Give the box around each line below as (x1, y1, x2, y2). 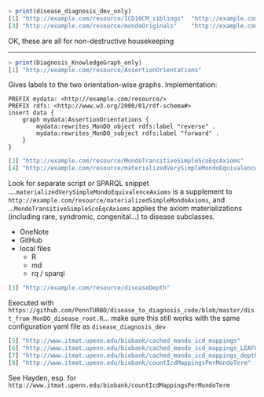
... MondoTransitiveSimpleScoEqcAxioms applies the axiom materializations (8, 204, 242, 213)
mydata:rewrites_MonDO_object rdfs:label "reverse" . (36, 122, 216, 131)
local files (19, 244, 51, 253)
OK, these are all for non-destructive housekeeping (8, 36, 174, 46)
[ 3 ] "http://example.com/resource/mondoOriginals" (8, 22, 178, 30)
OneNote (19, 228, 49, 237)
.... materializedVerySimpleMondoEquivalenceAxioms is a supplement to (8, 187, 233, 196)
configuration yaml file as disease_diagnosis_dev (8, 322, 167, 331)
